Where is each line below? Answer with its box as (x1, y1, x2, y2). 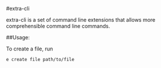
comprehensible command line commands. (6, 23, 110, 29)
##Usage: (6, 34, 30, 40)
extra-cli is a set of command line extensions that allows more (6, 16, 156, 23)
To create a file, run (6, 45, 53, 52)
